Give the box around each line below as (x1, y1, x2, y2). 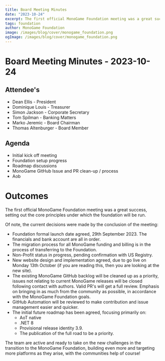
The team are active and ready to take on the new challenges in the (5, 340, 141, 346)
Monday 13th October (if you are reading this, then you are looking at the (12, 262, 160, 268)
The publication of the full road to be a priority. (19, 330, 114, 336)
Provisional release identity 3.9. (19, 325, 83, 331)
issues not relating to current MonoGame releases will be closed (12, 278, 142, 284)
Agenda (5, 139, 30, 148)
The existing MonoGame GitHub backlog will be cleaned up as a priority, (12, 272, 159, 278)
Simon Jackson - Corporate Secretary (12, 109, 89, 115)
